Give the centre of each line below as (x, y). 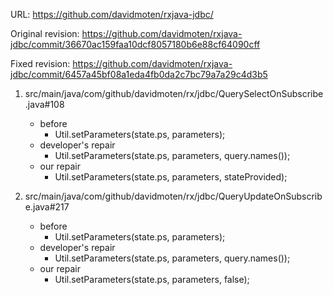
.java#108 (44, 104)
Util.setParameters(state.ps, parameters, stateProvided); (171, 177)
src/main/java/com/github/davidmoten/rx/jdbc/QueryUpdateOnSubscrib (173, 196)
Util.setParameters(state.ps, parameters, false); (152, 279)
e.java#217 (47, 207)
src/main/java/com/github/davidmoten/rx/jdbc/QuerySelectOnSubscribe (174, 93)
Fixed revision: (40, 63)
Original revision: (45, 33)
